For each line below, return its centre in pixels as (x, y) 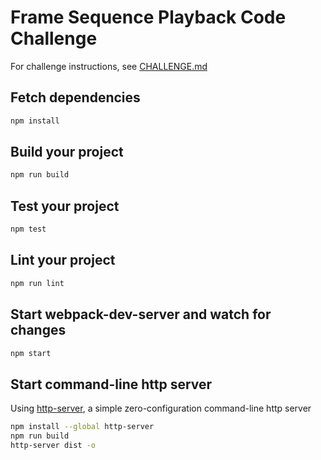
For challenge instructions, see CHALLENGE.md (109, 66)
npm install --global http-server (82, 427)
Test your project (65, 206)
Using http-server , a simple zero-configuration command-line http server (161, 408)
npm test (28, 229)
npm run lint (37, 283)
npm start (31, 353)
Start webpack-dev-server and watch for (141, 314)
